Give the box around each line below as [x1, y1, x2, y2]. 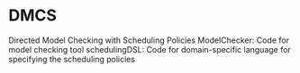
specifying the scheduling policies [8, 53, 136, 64]
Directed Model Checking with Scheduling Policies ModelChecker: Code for [8, 35, 290, 45]
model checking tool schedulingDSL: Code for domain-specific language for [8, 44, 292, 54]
